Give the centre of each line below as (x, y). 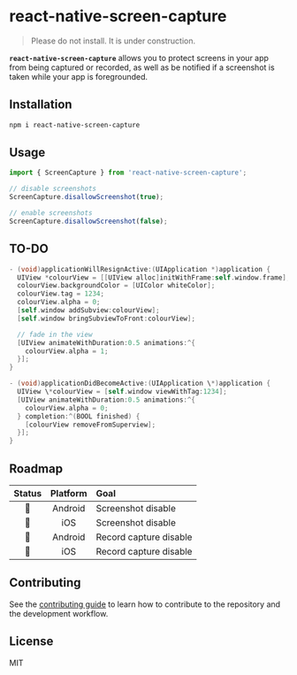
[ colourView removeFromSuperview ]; (91, 425)
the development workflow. (59, 613)
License (31, 642)
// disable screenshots (53, 189)
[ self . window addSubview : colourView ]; (89, 311)
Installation (41, 105)
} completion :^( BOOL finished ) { (79, 416)
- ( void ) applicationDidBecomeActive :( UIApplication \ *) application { (140, 384)
